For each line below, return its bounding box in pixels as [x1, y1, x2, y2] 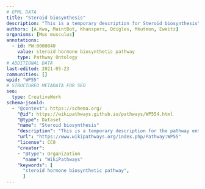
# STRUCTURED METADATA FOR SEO [6, 83, 86, 89]
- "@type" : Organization [17, 151, 81, 157]
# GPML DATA [6, 9, 37, 15]
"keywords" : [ [17, 162, 53, 168]
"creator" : [17, 144, 45, 151]
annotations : [6, 37, 40, 43]
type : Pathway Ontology [17, 54, 78, 60]
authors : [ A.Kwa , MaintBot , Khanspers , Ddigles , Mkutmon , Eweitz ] [6, 26, 179, 32]
